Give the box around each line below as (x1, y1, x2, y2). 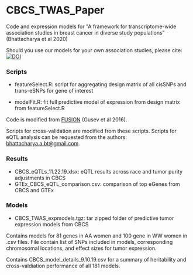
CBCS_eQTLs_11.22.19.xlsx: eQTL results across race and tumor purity (14, 168, 183, 175)
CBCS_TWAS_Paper (6, 4, 105, 17)
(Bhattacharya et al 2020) (6, 35, 68, 42)
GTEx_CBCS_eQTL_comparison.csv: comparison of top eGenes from (14, 180, 180, 188)
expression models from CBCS (14, 220, 89, 228)
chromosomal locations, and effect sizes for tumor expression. (6, 245, 157, 252)
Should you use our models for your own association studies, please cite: (6, 46, 182, 53)
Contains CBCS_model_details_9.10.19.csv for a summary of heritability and (6, 256, 187, 263)
